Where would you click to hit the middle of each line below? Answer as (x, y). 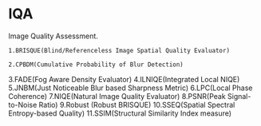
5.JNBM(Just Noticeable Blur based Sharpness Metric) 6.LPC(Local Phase (130, 88)
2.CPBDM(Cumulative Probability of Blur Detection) (96, 65)
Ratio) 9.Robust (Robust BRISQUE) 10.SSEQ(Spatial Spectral (137, 104)
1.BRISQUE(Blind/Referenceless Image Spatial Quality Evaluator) (119, 50)
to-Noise (23, 104)
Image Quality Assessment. (53, 36)
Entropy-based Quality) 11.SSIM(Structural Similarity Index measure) (120, 113)
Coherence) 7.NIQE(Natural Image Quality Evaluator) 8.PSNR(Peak (117, 96)
